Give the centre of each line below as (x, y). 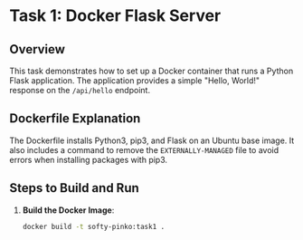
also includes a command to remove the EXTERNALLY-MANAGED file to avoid (144, 149)
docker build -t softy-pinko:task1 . (94, 226)
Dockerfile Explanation (75, 119)
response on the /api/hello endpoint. (80, 90)
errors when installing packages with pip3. (89, 159)
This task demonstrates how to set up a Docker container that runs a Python (151, 71)
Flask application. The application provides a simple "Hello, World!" (135, 81)
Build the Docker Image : (68, 210)
